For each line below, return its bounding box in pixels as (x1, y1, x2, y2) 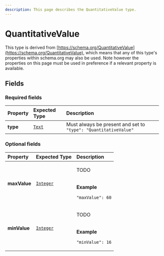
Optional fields (5, 140, 41, 147)
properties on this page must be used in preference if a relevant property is (5, 60, 157, 66)
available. (5, 65, 24, 71)
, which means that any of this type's (82, 49, 158, 55)
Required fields (5, 94, 42, 101)
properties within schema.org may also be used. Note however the (5, 55, 139, 61)
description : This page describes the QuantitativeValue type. (5, 7, 137, 12)
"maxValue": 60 (76, 194, 112, 200)
